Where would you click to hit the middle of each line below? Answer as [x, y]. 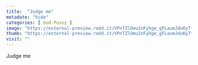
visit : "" [18, 39]
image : [14, 28]
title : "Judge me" [30, 12]
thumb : [14, 34]
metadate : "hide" [27, 17]
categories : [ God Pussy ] [39, 22]
